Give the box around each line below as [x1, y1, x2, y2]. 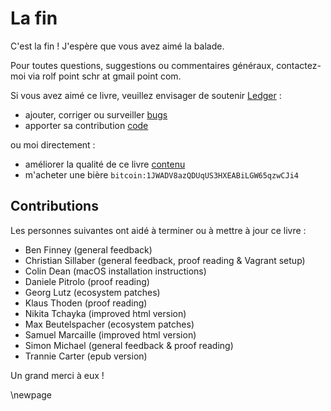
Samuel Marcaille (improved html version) [24, 328, 197, 341]
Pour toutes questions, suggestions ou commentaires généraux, [10, 59, 275, 71]
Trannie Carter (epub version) [24, 350, 148, 362]
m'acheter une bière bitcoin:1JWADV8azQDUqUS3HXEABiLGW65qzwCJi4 [24, 168, 299, 181]
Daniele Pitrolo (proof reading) [24, 275, 150, 287]
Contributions [10, 198, 99, 215]
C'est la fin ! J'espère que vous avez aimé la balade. [10, 40, 225, 52]
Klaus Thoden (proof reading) [24, 297, 148, 309]
